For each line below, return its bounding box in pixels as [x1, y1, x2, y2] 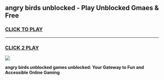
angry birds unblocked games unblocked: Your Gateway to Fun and [5, 64, 144, 70]
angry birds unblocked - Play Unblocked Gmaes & [5, 4, 159, 12]
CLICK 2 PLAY [5, 44, 39, 51]
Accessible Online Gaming [5, 69, 60, 75]
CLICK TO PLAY [5, 26, 43, 33]
